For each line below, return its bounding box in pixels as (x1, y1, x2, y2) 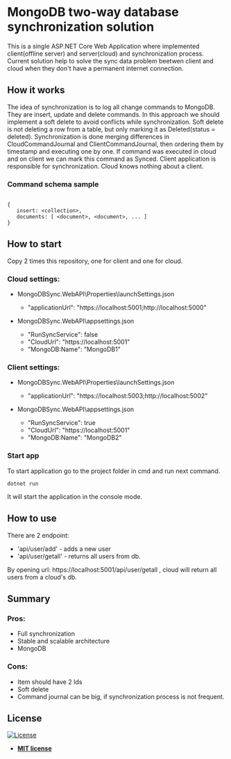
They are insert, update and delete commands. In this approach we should (7, 110, 220, 118)
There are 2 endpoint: (7, 531, 69, 539)
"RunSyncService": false (27, 330, 99, 339)
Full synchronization (17, 630, 75, 638)
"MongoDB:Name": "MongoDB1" (27, 345, 121, 353)
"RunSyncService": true (27, 419, 96, 427)
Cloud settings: (7, 274, 60, 284)
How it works (7, 84, 65, 96)
